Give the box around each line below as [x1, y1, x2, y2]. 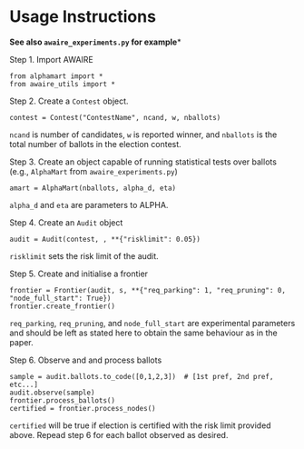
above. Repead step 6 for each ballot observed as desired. [9, 429, 229, 440]
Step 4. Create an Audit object [9, 216, 123, 228]
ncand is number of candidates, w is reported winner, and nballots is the [9, 129, 278, 140]
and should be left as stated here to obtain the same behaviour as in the [9, 327, 279, 338]
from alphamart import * [9, 71, 103, 81]
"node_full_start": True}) [9, 294, 112, 303]
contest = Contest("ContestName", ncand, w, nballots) [9, 113, 221, 122]
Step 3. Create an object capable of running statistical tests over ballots [9, 156, 277, 167]
